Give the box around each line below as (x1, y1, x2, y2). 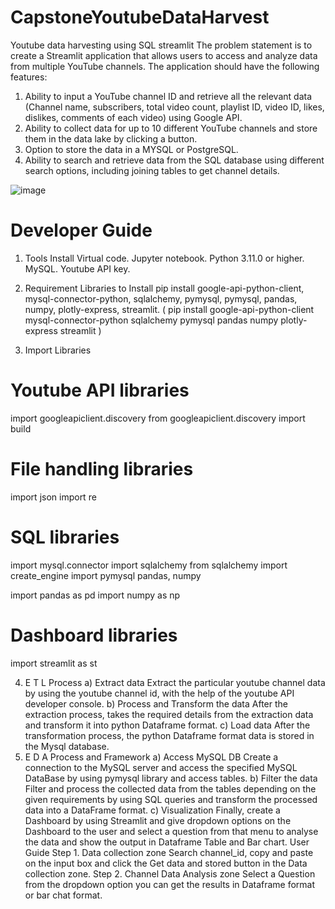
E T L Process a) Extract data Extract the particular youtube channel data (24, 676, 326, 688)
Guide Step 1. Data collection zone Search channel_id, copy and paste (24, 846, 314, 858)
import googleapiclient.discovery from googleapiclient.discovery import (10, 412, 306, 424)
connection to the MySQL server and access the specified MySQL (24, 761, 298, 773)
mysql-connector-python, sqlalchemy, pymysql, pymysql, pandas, (24, 292, 298, 305)
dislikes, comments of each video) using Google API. (24, 111, 243, 123)
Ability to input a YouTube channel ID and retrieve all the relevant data (24, 90, 312, 102)
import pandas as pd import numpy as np (10, 589, 181, 601)
